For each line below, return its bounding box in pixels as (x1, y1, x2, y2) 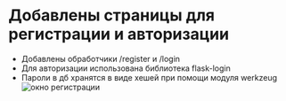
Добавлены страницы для (8, 5, 216, 26)
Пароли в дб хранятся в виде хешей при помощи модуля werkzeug (20, 72, 278, 82)
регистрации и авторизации (8, 24, 229, 44)
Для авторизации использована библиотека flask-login (20, 63, 231, 74)
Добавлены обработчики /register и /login (20, 53, 180, 64)
